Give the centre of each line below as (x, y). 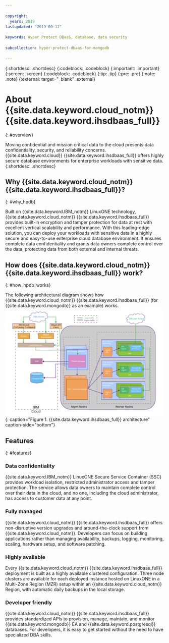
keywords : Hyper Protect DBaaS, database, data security (66, 37)
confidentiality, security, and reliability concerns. (56, 150)
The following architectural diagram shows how (54, 295)
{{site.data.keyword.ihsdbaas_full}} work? (74, 273)
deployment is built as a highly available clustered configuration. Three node (85, 573)
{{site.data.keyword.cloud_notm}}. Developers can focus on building (76, 533)
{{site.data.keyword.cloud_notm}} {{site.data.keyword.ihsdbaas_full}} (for (81, 300)
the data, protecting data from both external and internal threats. (72, 249)
